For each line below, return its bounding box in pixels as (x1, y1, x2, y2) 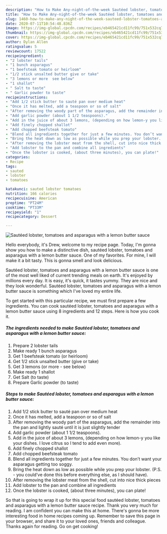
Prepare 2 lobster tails (12, 343, 58, 349)
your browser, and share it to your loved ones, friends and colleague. (5, 518, 147, 524)
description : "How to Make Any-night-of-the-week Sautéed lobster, (5, 7, 148, 12)
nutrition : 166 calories (5, 191, 57, 196)
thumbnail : (5, 30, 28, 35)
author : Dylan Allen (5, 40, 49, 45)
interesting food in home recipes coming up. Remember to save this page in (5, 513, 161, 519)
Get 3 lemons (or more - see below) (12, 364, 86, 370)
